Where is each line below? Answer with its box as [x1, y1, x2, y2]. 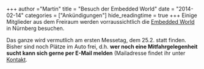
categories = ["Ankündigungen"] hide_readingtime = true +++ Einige [25, 12, 197, 19]
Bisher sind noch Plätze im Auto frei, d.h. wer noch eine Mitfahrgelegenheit [6, 43, 198, 50]
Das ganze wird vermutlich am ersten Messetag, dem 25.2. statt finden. [6, 37, 186, 43]
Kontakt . [6, 56, 27, 63]
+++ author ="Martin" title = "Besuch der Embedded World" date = [6, 5, 175, 12]
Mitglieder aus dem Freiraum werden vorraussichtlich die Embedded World [6, 18, 195, 25]
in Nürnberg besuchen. [6, 24, 65, 32]
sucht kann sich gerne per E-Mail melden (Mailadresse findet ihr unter [6, 49, 186, 57]
